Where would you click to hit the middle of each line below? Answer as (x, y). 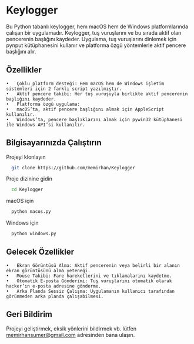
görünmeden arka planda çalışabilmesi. (55, 296)
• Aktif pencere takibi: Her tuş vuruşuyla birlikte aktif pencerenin (97, 94)
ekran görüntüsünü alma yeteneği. (48, 270)
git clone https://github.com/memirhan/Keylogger (73, 168)
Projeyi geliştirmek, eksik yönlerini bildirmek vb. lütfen (71, 328)
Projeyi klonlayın (26, 157)
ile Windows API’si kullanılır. (46, 125)
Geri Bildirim (29, 314)
